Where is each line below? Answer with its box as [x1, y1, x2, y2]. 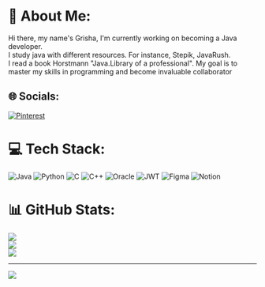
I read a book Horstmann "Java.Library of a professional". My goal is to [8, 59, 238, 68]
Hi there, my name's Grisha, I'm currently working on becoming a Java [8, 33, 237, 43]
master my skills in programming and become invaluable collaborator [8, 66, 233, 76]
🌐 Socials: [8, 90, 60, 104]
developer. [8, 41, 43, 51]
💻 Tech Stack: [8, 140, 106, 157]
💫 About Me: [8, 7, 91, 25]
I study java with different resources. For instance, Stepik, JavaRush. [8, 50, 231, 59]
